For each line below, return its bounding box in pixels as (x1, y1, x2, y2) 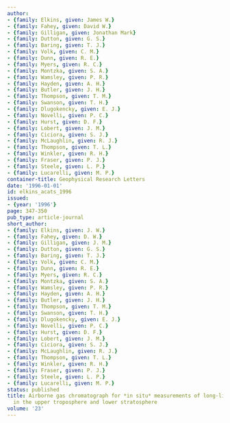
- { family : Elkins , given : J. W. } (7, 227, 106, 234)
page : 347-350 (7, 208, 48, 215)
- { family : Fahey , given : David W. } (7, 23, 112, 29)
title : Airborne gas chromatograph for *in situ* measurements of (7, 392, 201, 400)
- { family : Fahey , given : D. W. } (7, 233, 103, 240)
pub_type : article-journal (7, 214, 84, 221)
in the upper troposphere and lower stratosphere (13, 399, 157, 406)
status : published (7, 386, 60, 393)
